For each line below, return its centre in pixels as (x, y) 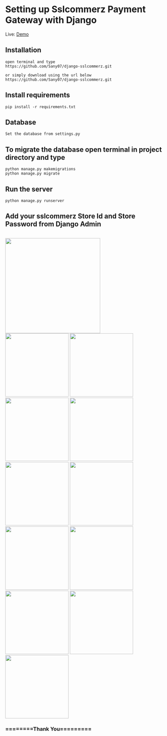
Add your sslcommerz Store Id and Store (70, 216)
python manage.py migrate (32, 173)
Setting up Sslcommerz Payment (75, 9)
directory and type (35, 157)
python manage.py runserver (35, 201)
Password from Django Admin (53, 224)
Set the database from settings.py (43, 134)
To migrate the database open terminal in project (83, 149)
